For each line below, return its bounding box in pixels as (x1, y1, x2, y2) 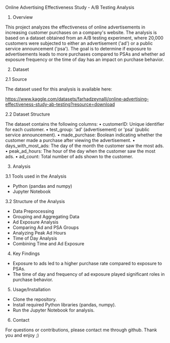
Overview (12, 14, 33, 20)
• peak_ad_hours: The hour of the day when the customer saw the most (5, 148, 156, 154)
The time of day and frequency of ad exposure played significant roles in (12, 271, 165, 277)
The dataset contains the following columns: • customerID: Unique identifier (5, 121, 164, 127)
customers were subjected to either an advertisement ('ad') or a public (5, 40, 153, 46)
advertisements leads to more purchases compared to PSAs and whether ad (5, 51, 165, 57)
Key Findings (12, 250, 40, 256)
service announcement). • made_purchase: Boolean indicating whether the (5, 132, 162, 138)
